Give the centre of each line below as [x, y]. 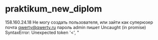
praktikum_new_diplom [54, 9]
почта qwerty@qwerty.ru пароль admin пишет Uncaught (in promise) [76, 27]
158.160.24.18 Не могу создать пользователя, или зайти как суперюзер [79, 22]
